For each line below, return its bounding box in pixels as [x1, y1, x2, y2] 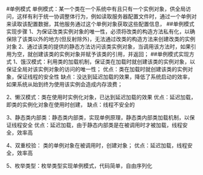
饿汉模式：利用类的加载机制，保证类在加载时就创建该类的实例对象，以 [20, 58, 195, 65]
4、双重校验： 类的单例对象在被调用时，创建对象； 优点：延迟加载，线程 [6, 142, 187, 149]
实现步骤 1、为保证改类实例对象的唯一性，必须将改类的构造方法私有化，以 [6, 28, 190, 35]
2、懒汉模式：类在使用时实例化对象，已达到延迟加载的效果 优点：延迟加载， [6, 94, 196, 101]
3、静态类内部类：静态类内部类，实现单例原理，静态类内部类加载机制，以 [6, 114, 190, 121]
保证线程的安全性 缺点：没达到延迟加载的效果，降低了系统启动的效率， [16, 73, 193, 80]
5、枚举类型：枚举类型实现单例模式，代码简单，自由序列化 [6, 162, 153, 169]
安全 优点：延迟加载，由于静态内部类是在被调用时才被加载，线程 [22, 121, 182, 129]
